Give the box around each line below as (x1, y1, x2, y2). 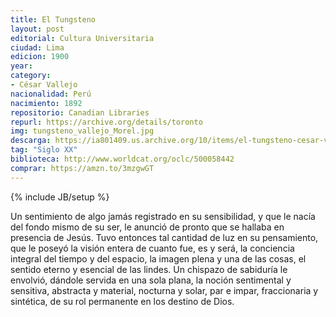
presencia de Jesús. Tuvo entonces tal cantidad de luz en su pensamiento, (10, 231, 319, 243)
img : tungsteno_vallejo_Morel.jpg (10, 126, 155, 136)
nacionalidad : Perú (10, 89, 92, 99)
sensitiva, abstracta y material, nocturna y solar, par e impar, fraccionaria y (10, 284, 319, 296)
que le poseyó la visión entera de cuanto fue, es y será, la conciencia (10, 242, 295, 254)
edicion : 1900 (10, 52, 70, 62)
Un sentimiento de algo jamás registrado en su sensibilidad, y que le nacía (10, 210, 316, 222)
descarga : (10, 136, 52, 146)
